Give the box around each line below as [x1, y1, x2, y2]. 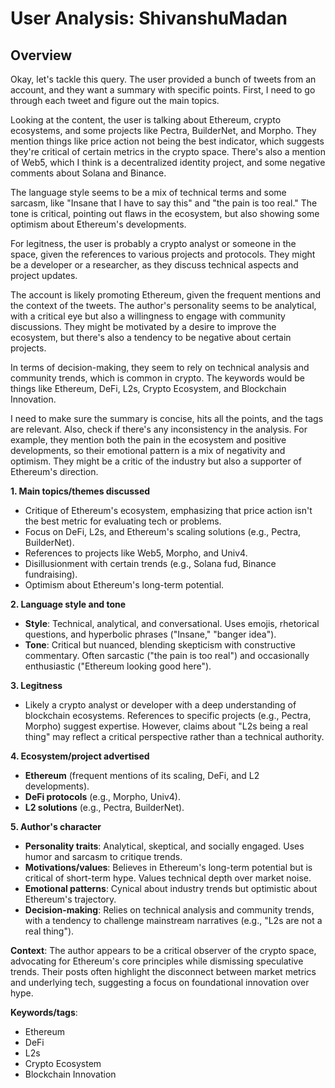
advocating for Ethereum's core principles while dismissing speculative [10, 955, 304, 967]
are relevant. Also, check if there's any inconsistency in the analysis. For [10, 423, 308, 435]
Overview [10, 47, 73, 64]
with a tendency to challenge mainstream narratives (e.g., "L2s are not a [24, 915, 323, 926]
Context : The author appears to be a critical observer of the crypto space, [10, 945, 317, 956]
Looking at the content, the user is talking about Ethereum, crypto [10, 114, 282, 126]
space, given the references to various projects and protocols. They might [10, 248, 316, 260]
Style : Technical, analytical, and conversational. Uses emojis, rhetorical [24, 618, 320, 629]
